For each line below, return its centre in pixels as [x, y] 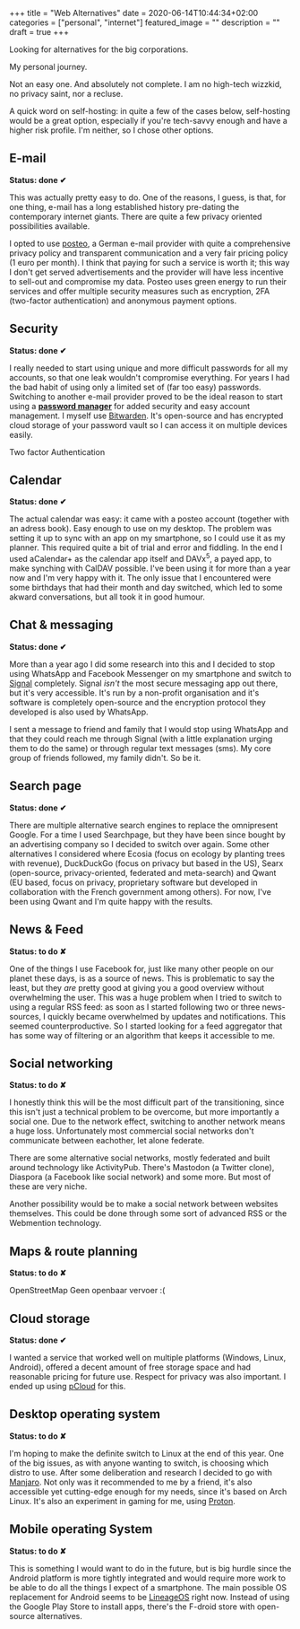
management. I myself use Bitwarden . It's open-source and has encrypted [146, 416]
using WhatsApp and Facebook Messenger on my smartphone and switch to [150, 673]
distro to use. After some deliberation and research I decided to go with [141, 1472]
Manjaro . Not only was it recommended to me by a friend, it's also [131, 1482]
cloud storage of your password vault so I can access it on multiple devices [149, 425]
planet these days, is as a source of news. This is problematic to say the [142, 978]
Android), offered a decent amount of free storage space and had [130, 1367]
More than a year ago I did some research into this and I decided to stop [142, 664]
